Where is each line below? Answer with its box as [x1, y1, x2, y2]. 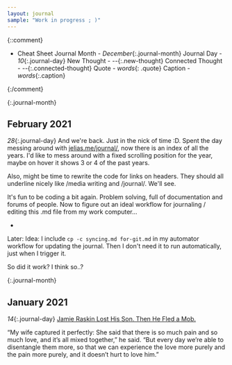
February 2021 [7, 118, 72, 130]
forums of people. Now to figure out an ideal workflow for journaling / [7, 201, 206, 209]
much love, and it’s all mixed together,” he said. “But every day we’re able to [7, 336, 224, 344]
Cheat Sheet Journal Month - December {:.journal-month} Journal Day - [17, 49, 222, 58]
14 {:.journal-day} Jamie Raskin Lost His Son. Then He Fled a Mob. [7, 315, 197, 323]
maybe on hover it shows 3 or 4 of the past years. [7, 159, 150, 167]
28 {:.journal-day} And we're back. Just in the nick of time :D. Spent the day [7, 137, 222, 145]
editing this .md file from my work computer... [7, 207, 138, 216]
